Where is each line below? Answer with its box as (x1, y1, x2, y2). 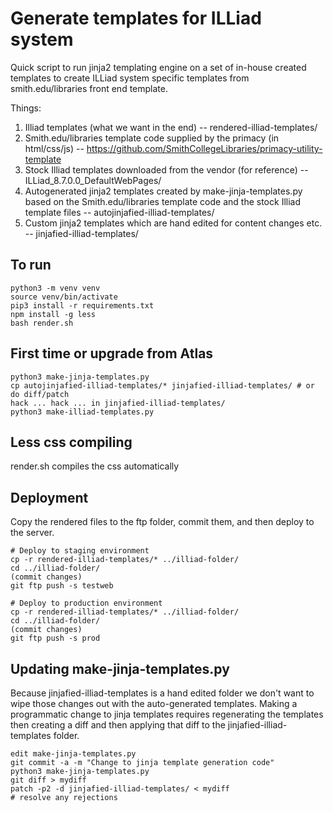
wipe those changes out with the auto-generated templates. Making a (10, 698, 298, 709)
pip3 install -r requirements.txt (10, 300, 155, 311)
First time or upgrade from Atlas (10, 345, 214, 362)
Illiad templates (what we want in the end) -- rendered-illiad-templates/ (24, 121, 318, 133)
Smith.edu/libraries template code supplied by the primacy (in (24, 132, 280, 144)
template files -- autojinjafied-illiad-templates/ (24, 206, 215, 218)
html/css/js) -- (24, 142, 85, 154)
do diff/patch (10, 389, 70, 399)
